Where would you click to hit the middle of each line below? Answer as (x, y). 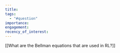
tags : (10, 14)
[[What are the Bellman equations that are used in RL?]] (60, 46)
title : (12, 9)
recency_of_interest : (27, 32)
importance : (17, 23)
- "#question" (23, 18)
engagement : (17, 27)
